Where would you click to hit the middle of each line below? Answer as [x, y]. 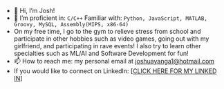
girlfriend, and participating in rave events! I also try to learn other [108, 46]
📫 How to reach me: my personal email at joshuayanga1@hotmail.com [114, 61]
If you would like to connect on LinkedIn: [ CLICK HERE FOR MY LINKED [115, 71]
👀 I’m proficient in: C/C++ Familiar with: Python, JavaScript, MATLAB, [110, 18]
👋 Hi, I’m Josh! [34, 11]
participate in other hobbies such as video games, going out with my [111, 39]
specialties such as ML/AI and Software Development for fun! [101, 53]
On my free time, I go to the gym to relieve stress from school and [107, 31]
